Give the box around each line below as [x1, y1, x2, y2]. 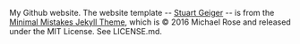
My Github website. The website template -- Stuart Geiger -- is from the [9, 8, 275, 18]
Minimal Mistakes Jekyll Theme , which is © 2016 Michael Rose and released [9, 17, 291, 27]
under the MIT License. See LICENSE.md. [9, 26, 163, 36]
